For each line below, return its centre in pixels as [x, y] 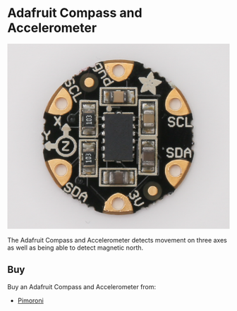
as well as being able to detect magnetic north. [75, 248]
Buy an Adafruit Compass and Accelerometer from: [82, 286]
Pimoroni [30, 300]
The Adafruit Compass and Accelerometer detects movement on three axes [117, 240]
